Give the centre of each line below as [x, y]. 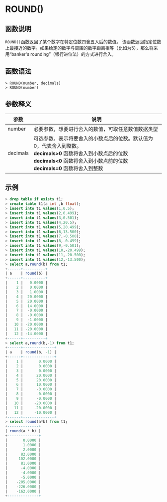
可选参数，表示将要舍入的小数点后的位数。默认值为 [93, 138]
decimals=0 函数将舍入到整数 [68, 168]
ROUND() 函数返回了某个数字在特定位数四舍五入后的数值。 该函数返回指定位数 [83, 42]
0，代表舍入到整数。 [58, 146]
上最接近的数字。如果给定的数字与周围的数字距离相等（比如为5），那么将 [80, 48]
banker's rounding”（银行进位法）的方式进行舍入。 [64, 54]
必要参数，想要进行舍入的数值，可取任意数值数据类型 [96, 129]
